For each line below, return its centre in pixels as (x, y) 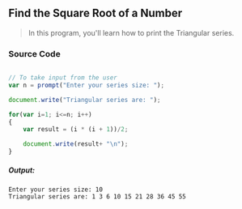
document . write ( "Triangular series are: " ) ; (85, 100)
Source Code (34, 53)
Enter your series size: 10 (56, 190)
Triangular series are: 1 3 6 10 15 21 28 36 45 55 (97, 197)
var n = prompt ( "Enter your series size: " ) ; (86, 85)
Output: (22, 170)
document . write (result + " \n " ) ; (76, 144)
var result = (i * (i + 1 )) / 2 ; (76, 130)
